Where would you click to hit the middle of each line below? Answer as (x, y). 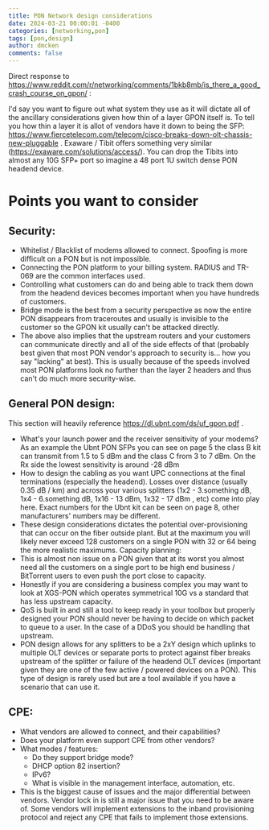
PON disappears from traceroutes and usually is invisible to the (124, 318)
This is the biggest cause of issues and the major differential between (135, 791)
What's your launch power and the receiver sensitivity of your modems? (139, 439)
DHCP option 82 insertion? (76, 766)
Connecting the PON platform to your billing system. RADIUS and (127, 267)
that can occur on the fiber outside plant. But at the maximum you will (135, 533)
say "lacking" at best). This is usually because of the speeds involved (135, 361)
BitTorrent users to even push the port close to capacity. (113, 576)
